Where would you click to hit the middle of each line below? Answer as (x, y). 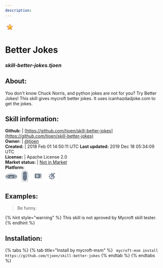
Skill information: (32, 119)
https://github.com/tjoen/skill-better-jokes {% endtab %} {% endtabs (80, 255)
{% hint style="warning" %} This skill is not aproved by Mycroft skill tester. (81, 218)
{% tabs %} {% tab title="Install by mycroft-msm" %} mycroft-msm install (82, 250)
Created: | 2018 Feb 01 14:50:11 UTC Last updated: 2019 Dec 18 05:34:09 (80, 147)
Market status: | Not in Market (36, 162)
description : (18, 10)
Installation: (24, 238)
